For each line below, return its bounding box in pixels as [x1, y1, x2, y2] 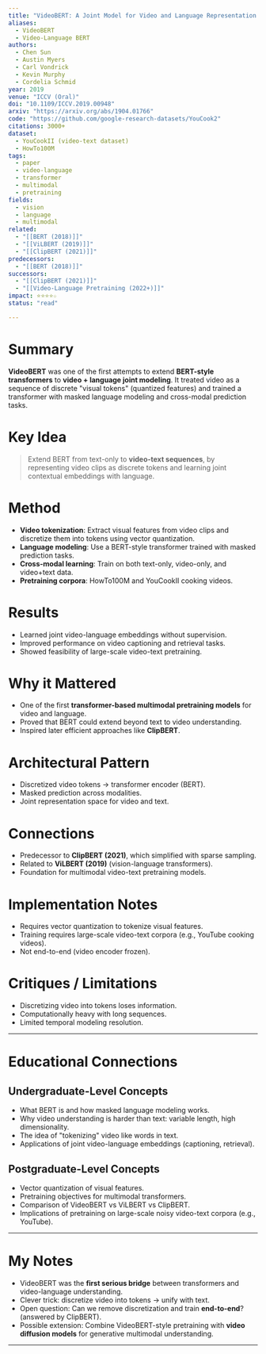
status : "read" [8, 299, 59, 307]
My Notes [8, 1252, 74, 1270]
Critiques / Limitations [8, 975, 158, 992]
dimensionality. [19, 1122, 70, 1132]
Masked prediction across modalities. [19, 788, 142, 798]
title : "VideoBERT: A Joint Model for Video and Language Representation [8, 11, 257, 20]
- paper [15, 159, 41, 167]
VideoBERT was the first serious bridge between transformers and [19, 1278, 240, 1287]
